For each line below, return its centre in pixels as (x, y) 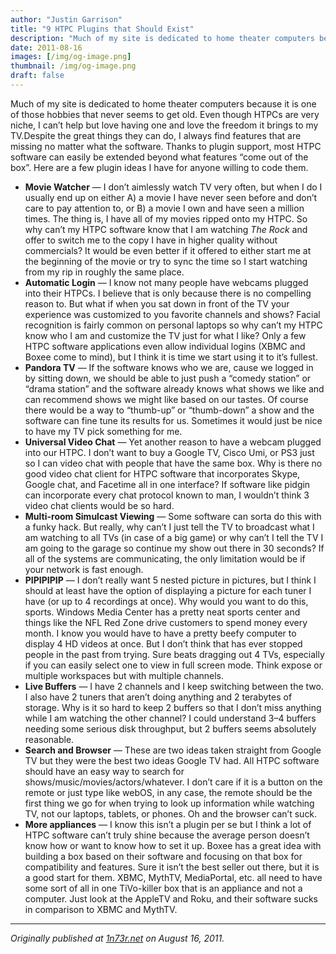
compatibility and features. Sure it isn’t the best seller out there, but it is (172, 867)
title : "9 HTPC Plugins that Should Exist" (102, 29)
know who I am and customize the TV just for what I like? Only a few (165, 335)
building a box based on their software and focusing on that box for (163, 856)
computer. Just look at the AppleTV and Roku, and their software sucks (171, 898)
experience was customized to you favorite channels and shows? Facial (172, 314)
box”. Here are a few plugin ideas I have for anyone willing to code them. (159, 167)
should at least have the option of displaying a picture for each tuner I (168, 590)
